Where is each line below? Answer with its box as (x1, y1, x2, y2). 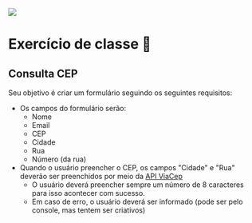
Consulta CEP (8, 66, 78, 80)
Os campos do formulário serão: (19, 104, 126, 113)
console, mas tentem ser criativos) (31, 205, 146, 215)
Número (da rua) (31, 154, 87, 164)
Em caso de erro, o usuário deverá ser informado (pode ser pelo (31, 197, 243, 206)
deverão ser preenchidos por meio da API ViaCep (19, 172, 183, 181)
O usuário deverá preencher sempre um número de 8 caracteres (31, 180, 245, 189)
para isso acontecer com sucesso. (31, 189, 145, 197)
